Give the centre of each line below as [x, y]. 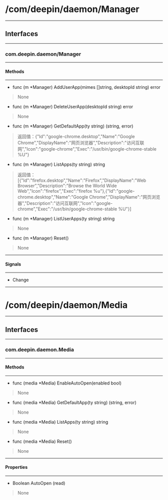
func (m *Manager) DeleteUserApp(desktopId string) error [73, 107]
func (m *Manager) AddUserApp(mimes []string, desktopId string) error [86, 87]
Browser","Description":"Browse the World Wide [67, 186]
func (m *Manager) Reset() [40, 238]
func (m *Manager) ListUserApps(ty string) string [63, 219]
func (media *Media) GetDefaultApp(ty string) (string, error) [74, 402]
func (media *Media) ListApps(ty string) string [60, 422]
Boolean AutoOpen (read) [39, 483]
